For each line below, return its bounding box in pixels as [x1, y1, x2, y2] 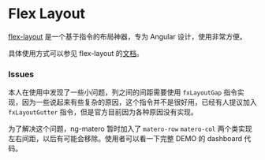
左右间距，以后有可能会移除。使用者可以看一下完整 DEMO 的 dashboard [8, 134, 243, 143]
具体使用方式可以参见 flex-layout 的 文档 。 [8, 48, 144, 58]
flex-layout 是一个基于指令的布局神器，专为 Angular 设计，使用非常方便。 [8, 32, 247, 41]
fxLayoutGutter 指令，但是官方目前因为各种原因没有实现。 [8, 107, 199, 117]
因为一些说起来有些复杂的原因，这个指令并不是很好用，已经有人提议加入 [21, 98, 257, 107]
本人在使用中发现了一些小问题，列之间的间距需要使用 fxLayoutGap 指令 [8, 87, 238, 97]
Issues [8, 69, 35, 80]
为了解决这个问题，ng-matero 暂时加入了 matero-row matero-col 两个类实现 [8, 124, 252, 134]
